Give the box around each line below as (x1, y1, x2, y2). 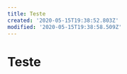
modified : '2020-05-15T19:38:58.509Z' (7, 23, 122, 30)
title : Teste (7, 10, 46, 18)
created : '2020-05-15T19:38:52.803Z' (7, 17, 119, 24)
